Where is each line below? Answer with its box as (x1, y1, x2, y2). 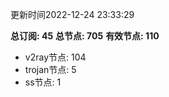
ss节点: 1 (24, 76, 62, 88)
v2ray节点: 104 (24, 51, 87, 63)
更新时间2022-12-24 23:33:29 (10, 9, 135, 20)
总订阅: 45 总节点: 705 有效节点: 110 (10, 30, 160, 42)
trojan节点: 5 (24, 64, 77, 75)
